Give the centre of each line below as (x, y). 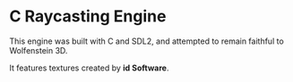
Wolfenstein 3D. (39, 50)
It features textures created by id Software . (89, 68)
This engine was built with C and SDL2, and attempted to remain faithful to (146, 41)
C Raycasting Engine (88, 16)
